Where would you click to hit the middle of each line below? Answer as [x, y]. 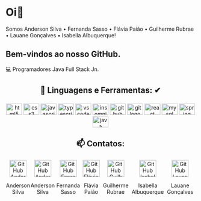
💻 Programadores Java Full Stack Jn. [52, 69]
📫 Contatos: [100, 144]
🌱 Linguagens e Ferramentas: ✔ [100, 91]
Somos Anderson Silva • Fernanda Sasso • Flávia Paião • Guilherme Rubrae [100, 29]
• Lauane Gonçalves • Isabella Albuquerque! [61, 35]
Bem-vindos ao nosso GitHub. [63, 54]
